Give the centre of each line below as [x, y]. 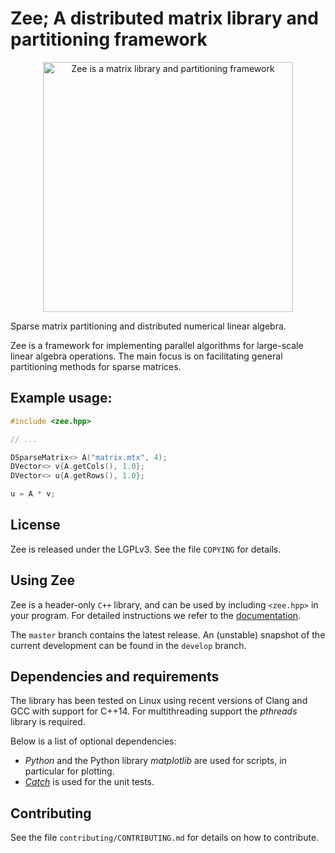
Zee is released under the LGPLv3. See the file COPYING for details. [146, 549]
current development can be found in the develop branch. [128, 645]
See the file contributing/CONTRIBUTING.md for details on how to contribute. [165, 838]
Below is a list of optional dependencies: [93, 741]
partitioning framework [109, 39]
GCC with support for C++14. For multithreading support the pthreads [154, 711]
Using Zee [43, 580]
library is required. [48, 722]
